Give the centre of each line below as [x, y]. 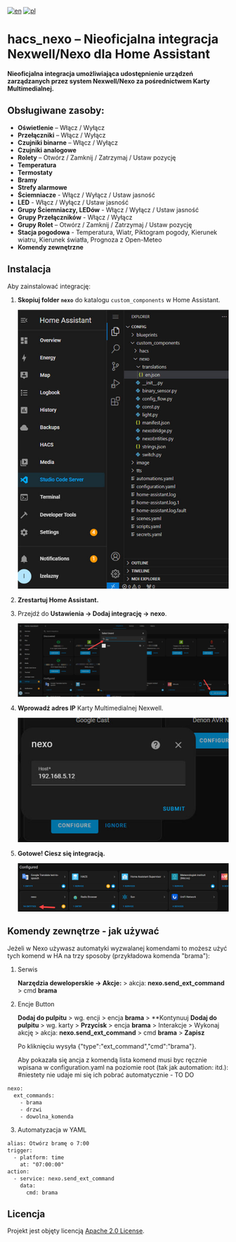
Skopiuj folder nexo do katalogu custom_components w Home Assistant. [119, 299]
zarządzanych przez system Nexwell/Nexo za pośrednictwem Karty [109, 81]
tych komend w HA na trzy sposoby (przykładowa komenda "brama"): [109, 955]
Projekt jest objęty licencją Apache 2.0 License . [76, 1231]
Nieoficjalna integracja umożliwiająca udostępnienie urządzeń [100, 73]
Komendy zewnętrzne [51, 247]
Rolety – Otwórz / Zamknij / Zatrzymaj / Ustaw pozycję [97, 157]
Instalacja [29, 270]
